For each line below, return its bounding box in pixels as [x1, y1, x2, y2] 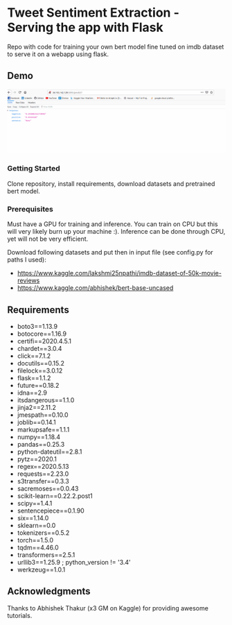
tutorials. [7, 611, 33, 619]
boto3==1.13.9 [17, 322, 57, 330]
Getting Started [7, 164, 60, 173]
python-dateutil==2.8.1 [17, 447, 82, 456]
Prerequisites [7, 204, 53, 214]
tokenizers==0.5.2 [17, 529, 70, 537]
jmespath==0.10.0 [17, 411, 69, 419]
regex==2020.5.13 [17, 462, 69, 470]
